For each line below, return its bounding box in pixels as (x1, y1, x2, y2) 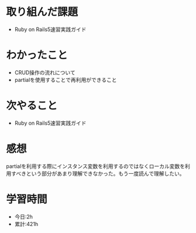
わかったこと (6, 49, 68, 62)
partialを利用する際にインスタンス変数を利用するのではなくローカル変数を (6, 162, 185, 170)
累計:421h (14, 220, 39, 227)
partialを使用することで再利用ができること (14, 76, 117, 83)
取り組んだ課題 (6, 5, 78, 19)
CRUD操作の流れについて (14, 68, 76, 76)
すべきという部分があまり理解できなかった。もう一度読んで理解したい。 (11, 170, 185, 177)
